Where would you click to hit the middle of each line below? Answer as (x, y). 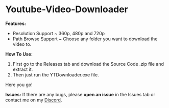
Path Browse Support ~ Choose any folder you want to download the (85, 39)
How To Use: (19, 54)
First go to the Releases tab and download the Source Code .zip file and (88, 64)
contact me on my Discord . (34, 100)
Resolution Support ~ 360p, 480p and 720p (59, 33)
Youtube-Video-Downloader (67, 9)
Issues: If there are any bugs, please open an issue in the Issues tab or (80, 94)
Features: (16, 23)
